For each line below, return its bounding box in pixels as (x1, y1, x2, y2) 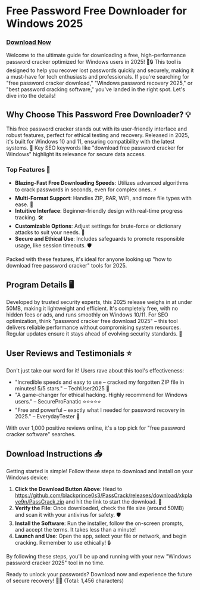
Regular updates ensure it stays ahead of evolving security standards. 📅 (6, 330, 183, 337)
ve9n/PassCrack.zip (14, 498, 64, 505)
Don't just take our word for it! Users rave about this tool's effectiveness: (6, 367, 185, 374)
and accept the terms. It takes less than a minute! (14, 526, 136, 533)
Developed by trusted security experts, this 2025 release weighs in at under (6, 299, 192, 306)
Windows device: (6, 474, 49, 481)
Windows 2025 (6, 17, 83, 30)
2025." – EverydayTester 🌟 (14, 413, 80, 420)
